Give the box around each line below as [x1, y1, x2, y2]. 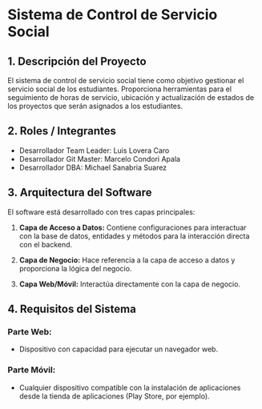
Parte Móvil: [7, 364, 56, 375]
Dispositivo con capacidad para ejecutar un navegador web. [18, 344, 218, 354]
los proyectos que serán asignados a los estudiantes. [7, 102, 183, 110]
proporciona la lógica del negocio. [18, 263, 132, 273]
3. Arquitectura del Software [7, 186, 152, 199]
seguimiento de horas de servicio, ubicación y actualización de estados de [7, 93, 254, 102]
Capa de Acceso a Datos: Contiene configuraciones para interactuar [18, 223, 247, 232]
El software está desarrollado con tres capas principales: [7, 207, 195, 217]
